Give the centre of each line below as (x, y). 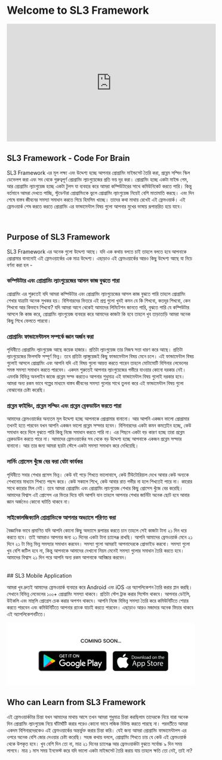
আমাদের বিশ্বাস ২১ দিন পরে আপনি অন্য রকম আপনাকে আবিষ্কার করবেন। (67, 557)
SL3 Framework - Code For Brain (68, 158)
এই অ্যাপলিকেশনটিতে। (27, 614)
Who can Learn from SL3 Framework (76, 702)
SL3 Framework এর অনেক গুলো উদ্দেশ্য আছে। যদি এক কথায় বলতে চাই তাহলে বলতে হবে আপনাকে (97, 251)
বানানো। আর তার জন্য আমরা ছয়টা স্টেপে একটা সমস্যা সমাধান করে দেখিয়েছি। (73, 445)
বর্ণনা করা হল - (20, 265)
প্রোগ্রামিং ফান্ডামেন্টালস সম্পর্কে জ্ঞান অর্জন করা (50, 337)
